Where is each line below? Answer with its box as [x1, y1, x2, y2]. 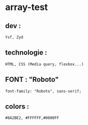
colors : [5, 102, 29, 111]
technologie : [5, 48, 47, 57]
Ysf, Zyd [5, 35, 23, 40]
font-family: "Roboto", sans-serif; [5, 88, 81, 94]
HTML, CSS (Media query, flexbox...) [5, 62, 84, 67]
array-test [5, 2, 48, 13]
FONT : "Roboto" [5, 75, 59, 84]
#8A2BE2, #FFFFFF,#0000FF [5, 115, 59, 120]
